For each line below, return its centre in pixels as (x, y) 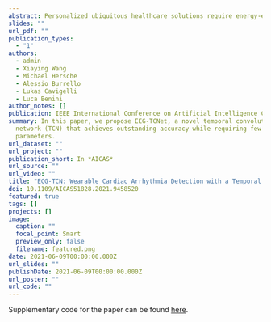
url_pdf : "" (28, 31)
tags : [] (23, 204)
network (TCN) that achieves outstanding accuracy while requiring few (139, 129)
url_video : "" (32, 174)
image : (19, 219)
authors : (23, 53)
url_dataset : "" (35, 144)
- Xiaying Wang (41, 69)
